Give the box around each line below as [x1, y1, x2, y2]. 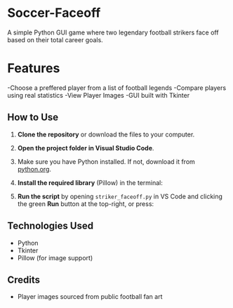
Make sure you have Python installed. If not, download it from [17, 157, 195, 166]
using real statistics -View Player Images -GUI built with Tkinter [7, 91, 190, 99]
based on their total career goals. [7, 35, 103, 44]
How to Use [7, 111, 59, 124]
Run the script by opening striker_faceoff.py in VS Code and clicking [17, 192, 223, 200]
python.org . [17, 165, 51, 173]
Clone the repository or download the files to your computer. [17, 130, 195, 139]
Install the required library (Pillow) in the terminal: [17, 178, 163, 187]
